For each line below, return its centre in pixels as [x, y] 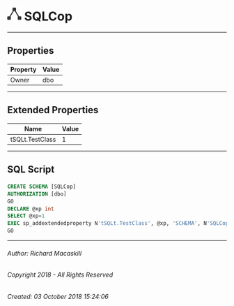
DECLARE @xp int [31, 209]
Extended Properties [53, 110]
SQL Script [31, 169]
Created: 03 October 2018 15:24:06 [58, 296]
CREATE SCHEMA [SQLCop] [42, 187]
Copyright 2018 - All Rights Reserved [60, 275]
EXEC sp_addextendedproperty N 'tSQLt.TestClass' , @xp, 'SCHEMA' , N [107, 224]
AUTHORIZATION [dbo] [37, 194]
